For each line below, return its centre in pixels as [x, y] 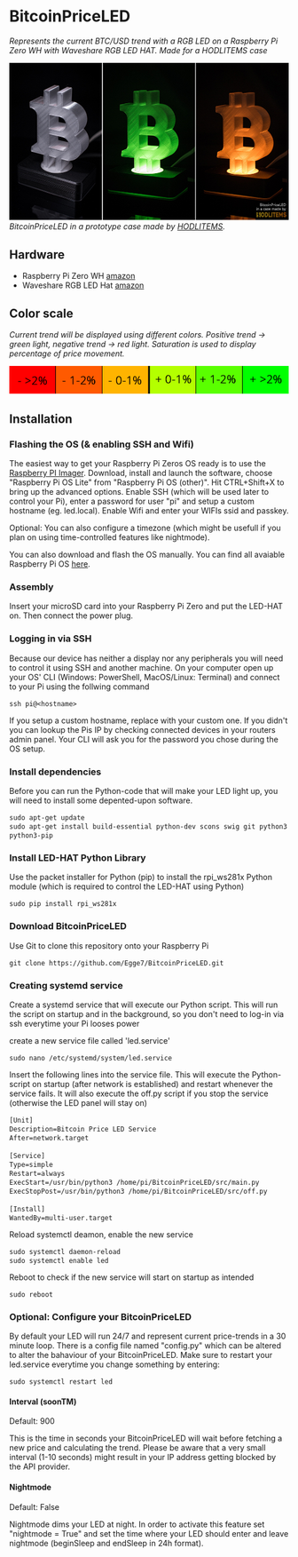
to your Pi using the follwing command [79, 687]
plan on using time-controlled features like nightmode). [110, 537]
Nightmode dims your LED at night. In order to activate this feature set [137, 1524]
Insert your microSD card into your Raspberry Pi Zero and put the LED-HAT [146, 607]
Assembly [31, 587]
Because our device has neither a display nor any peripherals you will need [146, 658]
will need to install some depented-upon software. [101, 800]
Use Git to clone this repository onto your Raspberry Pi [109, 945]
